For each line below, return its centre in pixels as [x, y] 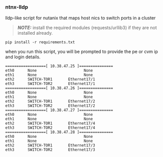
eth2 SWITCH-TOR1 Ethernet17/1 [50, 80]
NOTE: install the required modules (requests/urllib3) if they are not [87, 28]
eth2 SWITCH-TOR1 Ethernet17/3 [50, 145]
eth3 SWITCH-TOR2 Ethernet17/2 [50, 106]
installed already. [35, 33]
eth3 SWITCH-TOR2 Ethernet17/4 [50, 128]
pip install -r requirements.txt [40, 42]
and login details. [23, 57]
